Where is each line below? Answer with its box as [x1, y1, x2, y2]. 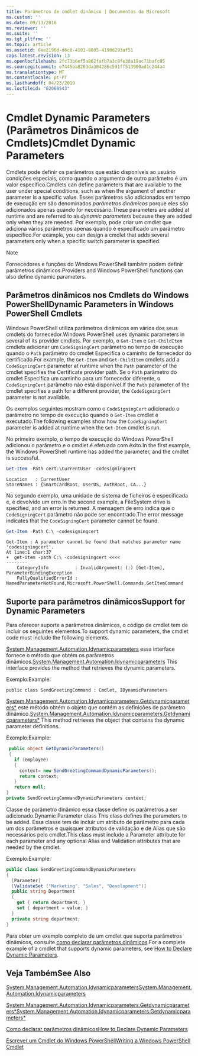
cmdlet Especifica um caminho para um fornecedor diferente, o [6, 374, 161, 382]
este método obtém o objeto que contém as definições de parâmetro [17, 704, 186, 711]
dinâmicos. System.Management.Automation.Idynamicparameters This [6, 658, 177, 666]
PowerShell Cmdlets [6, 309, 83, 319]
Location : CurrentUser [6, 476, 70, 482]
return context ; [19, 773, 60, 779]
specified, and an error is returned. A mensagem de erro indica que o [6, 504, 176, 512]
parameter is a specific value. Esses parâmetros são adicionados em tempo [6, 193, 190, 201]
